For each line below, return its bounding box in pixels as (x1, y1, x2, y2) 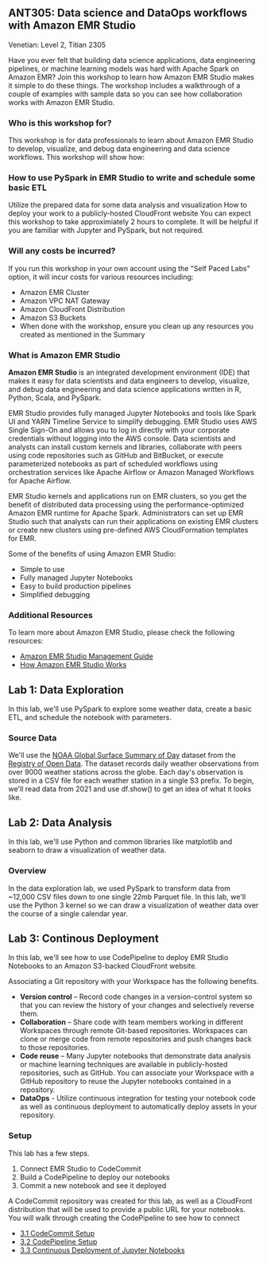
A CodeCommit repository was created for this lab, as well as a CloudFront (8, 1196, 253, 1206)
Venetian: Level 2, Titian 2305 (8, 40, 106, 49)
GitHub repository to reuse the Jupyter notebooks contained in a (19, 1077, 232, 1086)
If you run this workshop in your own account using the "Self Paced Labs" (8, 263, 250, 273)
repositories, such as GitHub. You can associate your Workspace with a (19, 1068, 254, 1078)
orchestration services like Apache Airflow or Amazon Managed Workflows (8, 468, 254, 476)
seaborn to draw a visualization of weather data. (8, 845, 167, 855)
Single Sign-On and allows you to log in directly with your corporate (8, 426, 230, 434)
